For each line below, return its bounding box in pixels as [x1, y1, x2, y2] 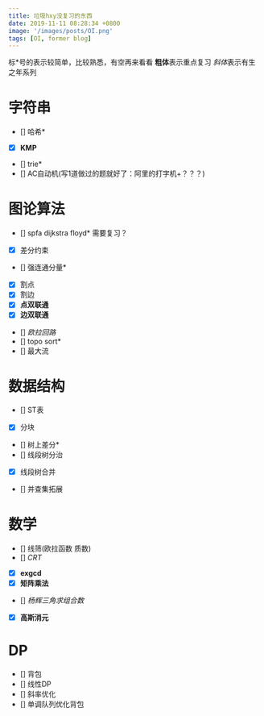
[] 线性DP [19, 679, 52, 689]
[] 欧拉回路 [19, 327, 56, 337]
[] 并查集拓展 [19, 484, 63, 493]
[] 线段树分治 [19, 449, 63, 460]
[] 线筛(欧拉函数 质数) [19, 543, 92, 553]
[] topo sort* [19, 336, 62, 346]
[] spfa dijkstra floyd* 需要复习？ [19, 228, 128, 238]
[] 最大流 [19, 346, 49, 356]
